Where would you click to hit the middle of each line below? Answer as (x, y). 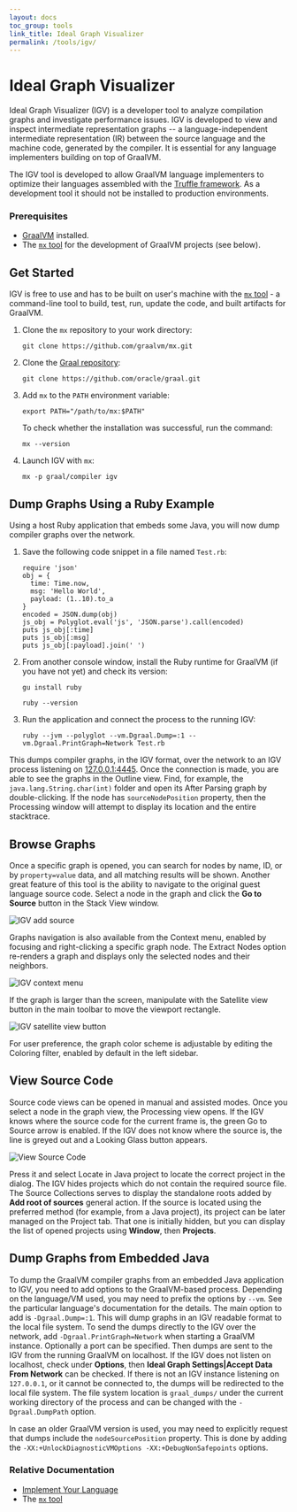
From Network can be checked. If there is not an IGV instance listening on (145, 1374)
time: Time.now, (60, 584)
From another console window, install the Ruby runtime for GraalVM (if (150, 662)
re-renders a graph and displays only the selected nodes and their (129, 956)
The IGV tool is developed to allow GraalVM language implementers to (137, 174)
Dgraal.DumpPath (39, 1412)
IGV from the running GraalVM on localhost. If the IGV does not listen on (140, 1354)
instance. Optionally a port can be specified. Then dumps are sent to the (141, 1346)
